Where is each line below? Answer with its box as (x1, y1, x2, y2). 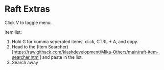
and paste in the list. (42, 54, 83, 60)
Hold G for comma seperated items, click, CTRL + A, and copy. (11, 38, 139, 45)
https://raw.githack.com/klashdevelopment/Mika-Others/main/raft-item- (13, 49, 159, 55)
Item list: (4, 29, 22, 35)
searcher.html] (11, 54, 41, 60)
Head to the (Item (11, 44, 47, 49)
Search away (11, 59, 39, 65)
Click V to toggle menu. (4, 20, 52, 25)
